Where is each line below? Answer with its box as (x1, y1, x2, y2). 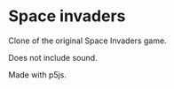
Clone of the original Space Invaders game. (8, 35, 167, 46)
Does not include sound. (8, 52, 99, 63)
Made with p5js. (8, 69, 67, 80)
